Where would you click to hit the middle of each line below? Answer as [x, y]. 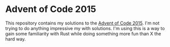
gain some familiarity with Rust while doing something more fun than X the [83, 33]
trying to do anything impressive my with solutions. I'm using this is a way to [85, 28]
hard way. [16, 39]
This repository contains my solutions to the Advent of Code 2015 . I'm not [82, 23]
